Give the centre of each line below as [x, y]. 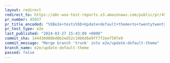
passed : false [20, 52]
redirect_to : [19, 15]
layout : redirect [23, 10]
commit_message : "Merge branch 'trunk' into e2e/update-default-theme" [82, 43]
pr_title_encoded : [24, 24]
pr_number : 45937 [23, 19]
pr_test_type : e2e [24, 29]
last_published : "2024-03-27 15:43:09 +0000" [54, 34]
